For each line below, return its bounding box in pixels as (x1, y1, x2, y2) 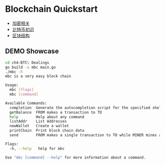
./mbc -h (5, 69, 23, 74)
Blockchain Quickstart (5, 3, 98, 15)
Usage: (5, 82, 19, 88)
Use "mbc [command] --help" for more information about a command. (5, 155, 146, 160)
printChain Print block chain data (9, 128, 84, 133)
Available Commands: (5, 101, 48, 106)
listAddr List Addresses (9, 119, 67, 124)
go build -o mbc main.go (5, 65, 56, 70)
